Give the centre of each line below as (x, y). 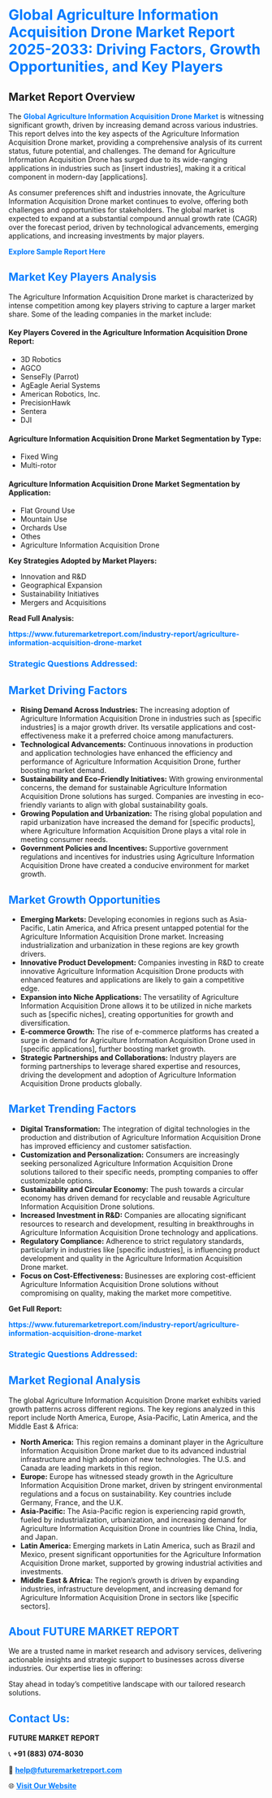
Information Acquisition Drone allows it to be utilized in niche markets (136, 1006)
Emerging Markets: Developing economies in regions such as (124, 919)
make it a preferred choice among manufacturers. (151, 736)
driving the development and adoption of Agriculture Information (128, 1075)
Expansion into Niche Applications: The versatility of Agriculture (130, 997)
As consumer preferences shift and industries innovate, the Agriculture (127, 192)
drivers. (33, 954)
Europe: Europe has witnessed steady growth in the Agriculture (127, 1476)
